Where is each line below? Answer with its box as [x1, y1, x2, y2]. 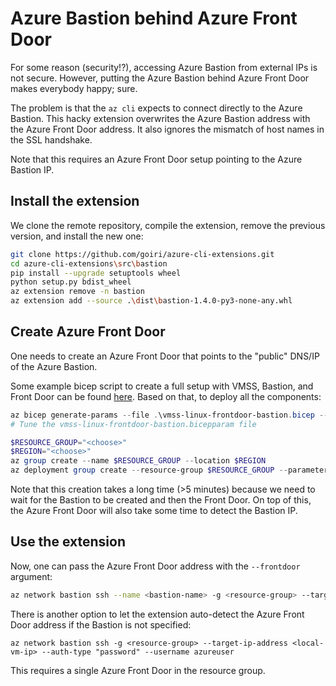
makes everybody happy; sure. [10, 82, 138, 94]
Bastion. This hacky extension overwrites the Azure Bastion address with [10, 112, 311, 124]
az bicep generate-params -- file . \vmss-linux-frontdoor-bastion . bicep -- [10, 410, 329, 420]
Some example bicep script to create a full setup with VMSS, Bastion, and [10, 380, 314, 392]
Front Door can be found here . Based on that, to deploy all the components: [10, 390, 322, 402]
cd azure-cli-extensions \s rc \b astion [10, 258, 168, 269]
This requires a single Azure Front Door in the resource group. [10, 664, 266, 676]
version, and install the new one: [10, 230, 144, 242]
